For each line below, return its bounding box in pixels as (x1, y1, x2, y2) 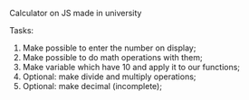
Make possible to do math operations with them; (22, 52, 203, 62)
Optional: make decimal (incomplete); (22, 81, 163, 91)
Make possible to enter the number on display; (22, 42, 196, 53)
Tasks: (9, 25, 34, 35)
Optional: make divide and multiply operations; (22, 71, 196, 82)
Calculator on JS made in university (9, 8, 142, 18)
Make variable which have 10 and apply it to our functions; (22, 62, 241, 72)
